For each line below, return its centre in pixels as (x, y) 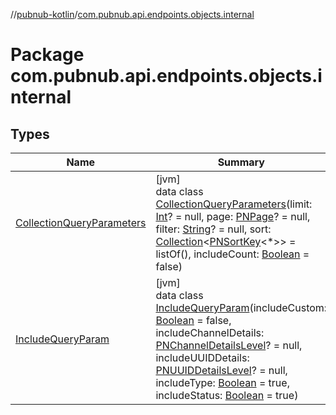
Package (47, 55)
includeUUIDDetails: (202, 357)
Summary (241, 162)
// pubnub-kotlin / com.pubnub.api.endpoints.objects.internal (132, 14)
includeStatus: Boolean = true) (227, 395)
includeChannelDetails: (210, 332)
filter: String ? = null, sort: (213, 229)
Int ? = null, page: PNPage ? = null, (233, 216)
